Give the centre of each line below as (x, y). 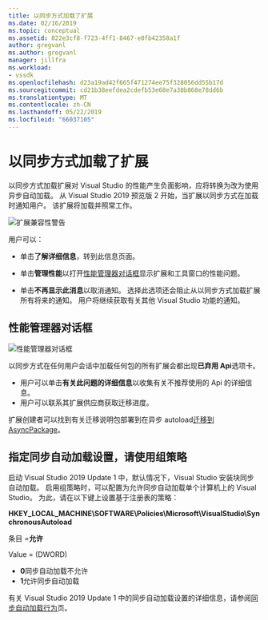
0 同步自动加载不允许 (54, 571)
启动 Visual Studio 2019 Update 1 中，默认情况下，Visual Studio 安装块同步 (131, 478)
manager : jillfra (37, 61)
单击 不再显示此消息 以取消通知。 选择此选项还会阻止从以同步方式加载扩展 (140, 290)
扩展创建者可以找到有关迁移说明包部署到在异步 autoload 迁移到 (111, 419)
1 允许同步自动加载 (50, 581)
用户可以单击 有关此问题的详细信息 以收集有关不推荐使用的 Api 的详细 (132, 382)
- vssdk (21, 75)
